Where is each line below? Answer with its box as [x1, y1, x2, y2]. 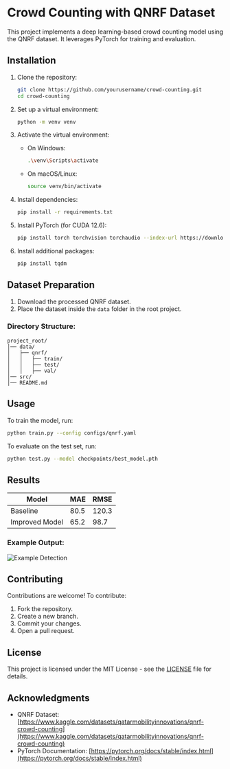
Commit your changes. [16, 619, 82, 628]
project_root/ [7, 337, 48, 344]
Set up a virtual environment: [16, 105, 100, 113]
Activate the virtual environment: [16, 130, 110, 139]
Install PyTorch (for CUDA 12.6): [16, 221, 107, 229]
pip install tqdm [16, 260, 67, 267]
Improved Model [10, 517, 64, 527]
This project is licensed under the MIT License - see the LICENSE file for [7, 665, 211, 674]
